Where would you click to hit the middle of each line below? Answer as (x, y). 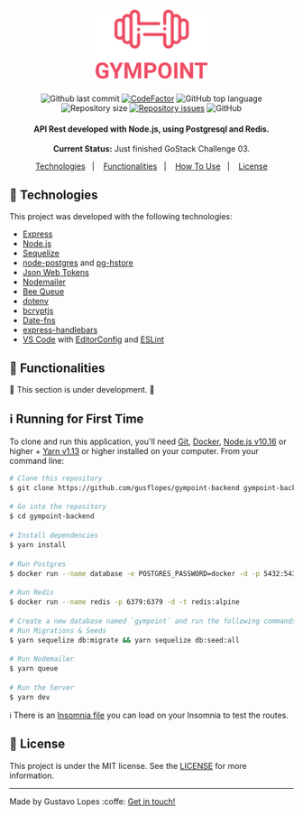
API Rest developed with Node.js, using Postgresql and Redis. (151, 129)
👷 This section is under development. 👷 (82, 389)
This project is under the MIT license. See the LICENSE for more (129, 765)
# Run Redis (32, 593)
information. (32, 775)
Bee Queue (43, 292)
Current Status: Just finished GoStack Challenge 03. (151, 149)
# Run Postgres (38, 564)
